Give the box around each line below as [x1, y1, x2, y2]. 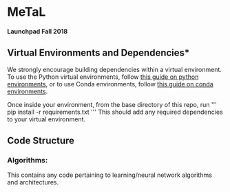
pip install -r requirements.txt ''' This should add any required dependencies [7, 108, 223, 116]
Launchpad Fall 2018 [7, 27, 68, 35]
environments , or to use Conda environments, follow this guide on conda [7, 80, 213, 88]
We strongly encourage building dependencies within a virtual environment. [7, 65, 222, 73]
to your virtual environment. [7, 115, 86, 123]
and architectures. [7, 178, 59, 187]
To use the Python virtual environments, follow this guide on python [7, 73, 199, 81]
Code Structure [7, 134, 74, 146]
